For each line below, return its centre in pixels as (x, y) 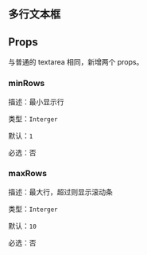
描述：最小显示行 (36, 101)
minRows (27, 84)
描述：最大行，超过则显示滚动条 (60, 192)
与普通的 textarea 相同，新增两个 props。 (76, 62)
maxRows (28, 174)
